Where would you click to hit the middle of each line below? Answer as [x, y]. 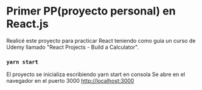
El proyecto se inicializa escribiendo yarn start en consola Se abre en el [96, 74]
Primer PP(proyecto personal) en [91, 11]
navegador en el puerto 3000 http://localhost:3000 [70, 81]
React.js [27, 24]
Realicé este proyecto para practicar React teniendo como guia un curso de [101, 40]
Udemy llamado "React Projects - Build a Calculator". [72, 47]
